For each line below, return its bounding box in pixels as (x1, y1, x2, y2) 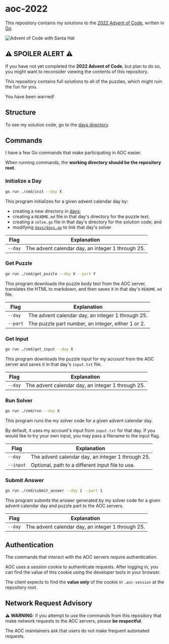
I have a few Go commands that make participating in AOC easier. (5, 150, 142, 156)
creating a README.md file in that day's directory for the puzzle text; (12, 213, 150, 219)
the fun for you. (5, 84, 38, 90)
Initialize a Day (5, 178, 42, 185)
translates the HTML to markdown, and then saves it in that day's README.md (5, 286, 162, 292)
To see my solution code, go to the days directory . (5, 122, 109, 128)
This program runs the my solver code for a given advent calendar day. (5, 418, 153, 424)
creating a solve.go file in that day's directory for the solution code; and (12, 219, 162, 225)
